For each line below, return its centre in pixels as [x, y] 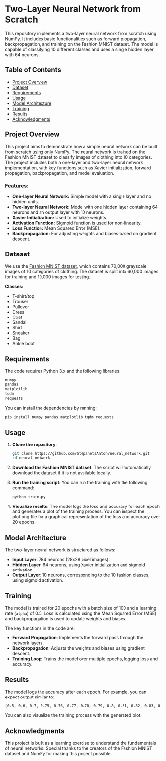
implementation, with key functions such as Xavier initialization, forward [78, 168]
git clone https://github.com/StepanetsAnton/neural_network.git [81, 453]
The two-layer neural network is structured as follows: [60, 550]
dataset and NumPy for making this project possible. [59, 754]
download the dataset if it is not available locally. [62, 473]
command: [23, 488]
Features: [17, 186]
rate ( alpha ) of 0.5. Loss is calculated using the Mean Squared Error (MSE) [81, 613]
